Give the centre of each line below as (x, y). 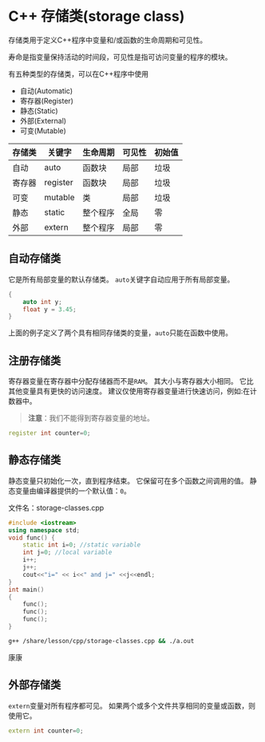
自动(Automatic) (46, 91)
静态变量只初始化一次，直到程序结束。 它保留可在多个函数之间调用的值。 (128, 480)
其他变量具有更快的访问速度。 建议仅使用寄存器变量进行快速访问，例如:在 (129, 391)
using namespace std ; (44, 530)
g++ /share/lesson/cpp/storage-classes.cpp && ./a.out (101, 641)
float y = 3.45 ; (50, 309)
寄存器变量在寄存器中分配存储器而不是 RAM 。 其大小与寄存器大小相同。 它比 (131, 381)
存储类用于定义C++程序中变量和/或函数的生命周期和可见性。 (108, 40)
